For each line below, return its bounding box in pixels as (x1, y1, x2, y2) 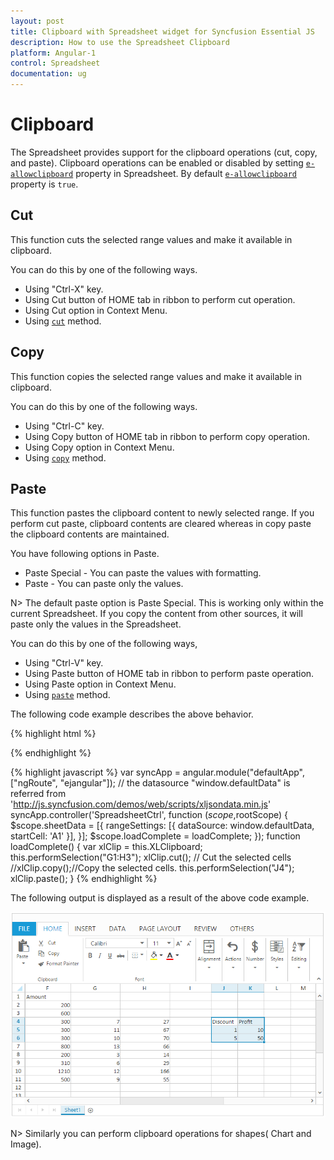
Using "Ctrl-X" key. (24, 283, 104, 295)
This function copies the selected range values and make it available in (10, 370, 303, 382)
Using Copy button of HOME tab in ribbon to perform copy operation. (24, 430, 311, 442)
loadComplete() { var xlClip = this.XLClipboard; (10, 841, 203, 853)
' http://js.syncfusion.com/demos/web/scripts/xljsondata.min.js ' (10, 798, 272, 810)
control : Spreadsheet (10, 58, 101, 69)
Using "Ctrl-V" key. (24, 657, 104, 669)
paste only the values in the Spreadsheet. (10, 618, 182, 630)
